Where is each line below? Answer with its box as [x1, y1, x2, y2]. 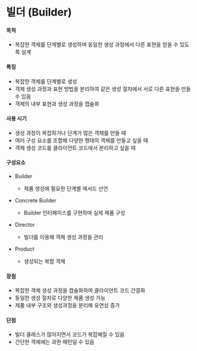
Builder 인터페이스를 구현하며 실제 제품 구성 [23, 210, 126, 216]
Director [14, 221, 35, 228]
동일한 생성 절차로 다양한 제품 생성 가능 [14, 294, 106, 301]
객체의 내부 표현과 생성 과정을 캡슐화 [14, 100, 99, 107]
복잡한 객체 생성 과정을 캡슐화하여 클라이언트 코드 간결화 [14, 287, 146, 294]
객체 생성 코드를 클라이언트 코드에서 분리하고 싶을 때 [14, 144, 136, 151]
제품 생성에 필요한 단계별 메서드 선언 [23, 185, 108, 192]
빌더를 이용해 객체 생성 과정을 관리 [23, 233, 104, 241]
